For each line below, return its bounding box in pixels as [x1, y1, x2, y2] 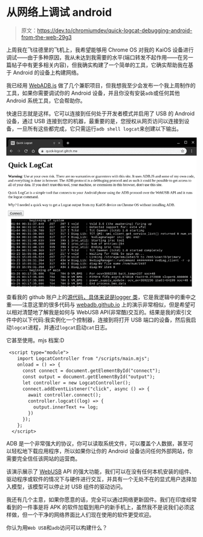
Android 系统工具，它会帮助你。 [6, 96, 86, 104]
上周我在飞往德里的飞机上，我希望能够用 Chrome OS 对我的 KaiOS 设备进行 [6, 46, 195, 53]
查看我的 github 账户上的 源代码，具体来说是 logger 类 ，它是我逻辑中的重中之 [6, 293, 196, 300]
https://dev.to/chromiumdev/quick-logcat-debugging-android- [37, 27, 193, 34]
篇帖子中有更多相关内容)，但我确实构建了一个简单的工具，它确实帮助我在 [6, 61, 188, 69]
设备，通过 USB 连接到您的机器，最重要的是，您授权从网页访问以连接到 [6, 117, 184, 124]
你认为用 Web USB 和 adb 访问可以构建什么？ [6, 524, 108, 531]
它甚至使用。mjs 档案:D [6, 336, 65, 343]
